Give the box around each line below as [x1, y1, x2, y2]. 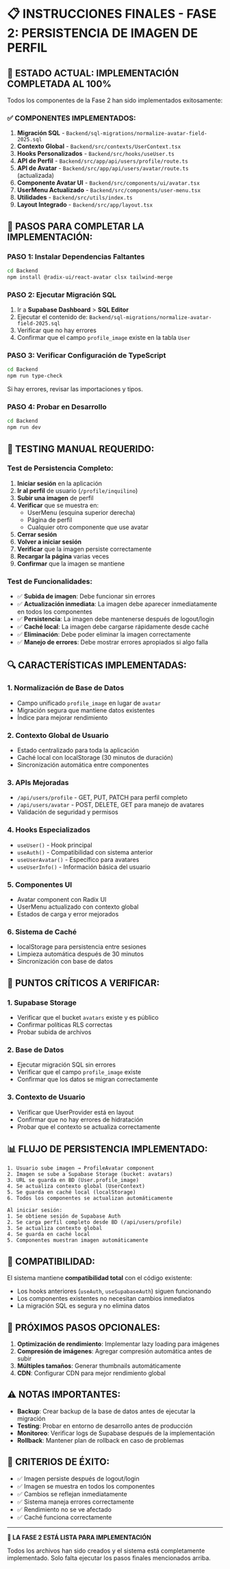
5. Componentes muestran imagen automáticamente [7, 1237, 149, 1244]
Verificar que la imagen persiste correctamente [16, 544, 152, 553]
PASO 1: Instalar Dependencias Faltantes [7, 252, 145, 261]
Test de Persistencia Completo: [7, 463, 114, 473]
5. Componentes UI [7, 880, 73, 890]
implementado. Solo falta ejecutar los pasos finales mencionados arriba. [7, 1553, 211, 1562]
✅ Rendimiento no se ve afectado [16, 1505, 112, 1513]
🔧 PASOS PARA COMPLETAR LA [7, 220, 145, 232]
